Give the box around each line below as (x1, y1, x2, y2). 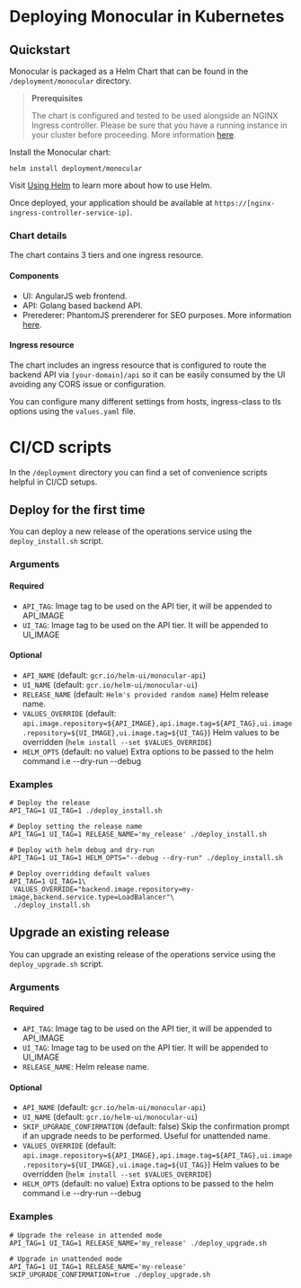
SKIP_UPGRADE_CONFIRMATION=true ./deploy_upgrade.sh (9, 1270, 211, 1279)
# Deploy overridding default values (9, 869, 151, 878)
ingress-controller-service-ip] (9, 209, 130, 218)
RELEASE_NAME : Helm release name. (22, 1061, 150, 1072)
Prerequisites (31, 93, 84, 103)
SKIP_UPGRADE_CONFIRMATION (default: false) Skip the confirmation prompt (22, 1121, 290, 1132)
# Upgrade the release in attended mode (9, 1230, 164, 1239)
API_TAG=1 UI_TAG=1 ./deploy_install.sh (9, 806, 164, 815)
